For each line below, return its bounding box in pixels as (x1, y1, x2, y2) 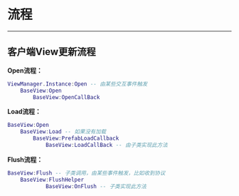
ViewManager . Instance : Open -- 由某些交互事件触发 (7, 80, 148, 88)
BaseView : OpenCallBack (33, 93, 100, 100)
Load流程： (7, 108, 41, 116)
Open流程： (7, 66, 43, 75)
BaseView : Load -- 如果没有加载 (20, 128, 107, 135)
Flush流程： (7, 155, 43, 164)
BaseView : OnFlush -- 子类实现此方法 (45, 182, 147, 190)
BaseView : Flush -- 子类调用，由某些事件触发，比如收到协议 (7, 169, 166, 177)
